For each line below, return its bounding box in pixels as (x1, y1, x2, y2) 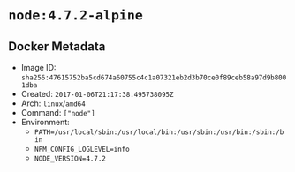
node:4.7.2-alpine (8, 7, 143, 24)
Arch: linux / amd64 (20, 98, 86, 108)
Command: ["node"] (20, 108, 95, 117)
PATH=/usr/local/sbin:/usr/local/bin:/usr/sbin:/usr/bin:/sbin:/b (34, 128, 284, 137)
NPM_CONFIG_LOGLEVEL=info (34, 145, 130, 153)
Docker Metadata (8, 39, 106, 54)
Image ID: (20, 63, 57, 72)
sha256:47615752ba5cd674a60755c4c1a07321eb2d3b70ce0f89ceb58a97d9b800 (20, 73, 287, 82)
